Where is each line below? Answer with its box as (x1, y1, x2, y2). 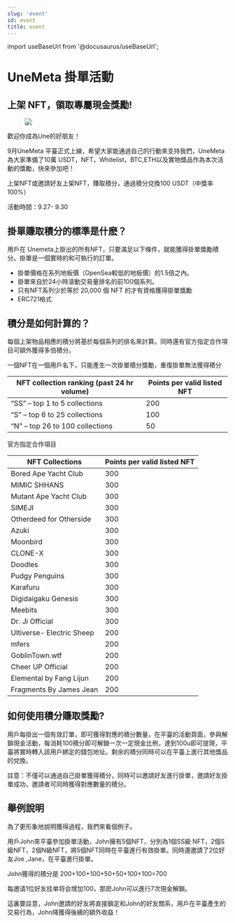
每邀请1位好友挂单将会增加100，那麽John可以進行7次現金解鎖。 (7, 884, 191, 892)
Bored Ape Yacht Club (10, 469, 84, 478)
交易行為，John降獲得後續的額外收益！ (7, 908, 120, 916)
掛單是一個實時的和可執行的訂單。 (19, 254, 117, 262)
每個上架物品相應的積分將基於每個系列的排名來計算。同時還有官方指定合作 (7, 337, 222, 345)
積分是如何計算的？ (7, 317, 90, 329)
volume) (60, 387, 90, 396)
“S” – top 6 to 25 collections (10, 410, 103, 420)
